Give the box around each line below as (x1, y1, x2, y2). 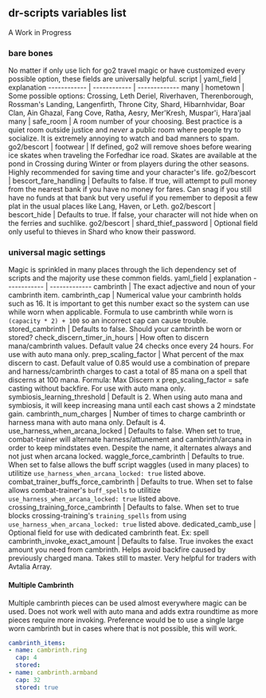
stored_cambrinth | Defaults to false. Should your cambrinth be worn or (8, 324, 242, 334)
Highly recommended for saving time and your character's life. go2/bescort (8, 168, 256, 177)
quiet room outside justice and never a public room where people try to (8, 125, 241, 135)
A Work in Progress (8, 27, 72, 37)
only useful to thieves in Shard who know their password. (8, 227, 197, 236)
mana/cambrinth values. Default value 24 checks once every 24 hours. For (8, 341, 254, 351)
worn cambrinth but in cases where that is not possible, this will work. (8, 623, 237, 633)
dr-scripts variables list (8, 6, 127, 20)
